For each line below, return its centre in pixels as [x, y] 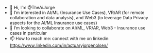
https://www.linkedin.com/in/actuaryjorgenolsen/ [59, 45]
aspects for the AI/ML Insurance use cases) [53, 23]
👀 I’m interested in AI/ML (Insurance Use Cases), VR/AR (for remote [77, 13]
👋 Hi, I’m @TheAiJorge [32, 7]
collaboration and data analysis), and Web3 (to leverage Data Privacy [79, 18]
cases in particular [28, 33]
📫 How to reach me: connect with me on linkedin [59, 38]
